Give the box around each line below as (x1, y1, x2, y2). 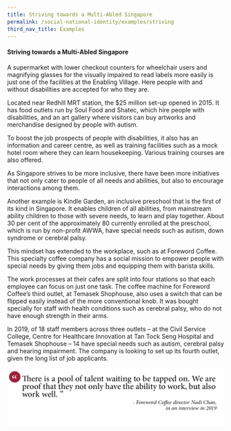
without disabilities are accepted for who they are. (7, 85, 150, 93)
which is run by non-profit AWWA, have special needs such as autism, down (7, 226, 224, 234)
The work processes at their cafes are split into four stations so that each (7, 275, 215, 283)
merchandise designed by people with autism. (7, 120, 139, 129)
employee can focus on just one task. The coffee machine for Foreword (7, 282, 210, 291)
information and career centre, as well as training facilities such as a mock (7, 141, 219, 149)
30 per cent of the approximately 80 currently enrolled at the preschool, (7, 219, 212, 227)
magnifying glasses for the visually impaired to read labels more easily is (7, 70, 214, 78)
